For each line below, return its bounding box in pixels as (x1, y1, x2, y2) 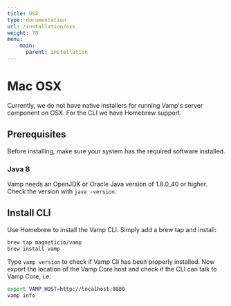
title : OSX (7, 10, 39, 17)
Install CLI (7, 207, 51, 219)
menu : (7, 36, 23, 43)
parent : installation (25, 49, 89, 56)
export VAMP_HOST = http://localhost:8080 (7, 286, 126, 293)
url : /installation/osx (7, 23, 76, 30)
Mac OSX (7, 79, 62, 94)
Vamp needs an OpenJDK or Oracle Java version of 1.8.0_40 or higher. (7, 180, 208, 188)
